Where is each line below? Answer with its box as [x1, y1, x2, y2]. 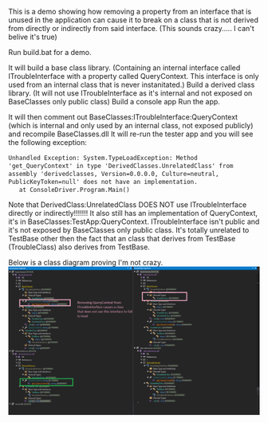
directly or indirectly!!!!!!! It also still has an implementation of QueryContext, [8, 209, 258, 217]
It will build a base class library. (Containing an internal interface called [8, 63, 241, 72]
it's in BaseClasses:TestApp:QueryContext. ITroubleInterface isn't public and [8, 217, 260, 226]
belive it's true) [8, 32, 57, 41]
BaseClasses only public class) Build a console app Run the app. [8, 97, 221, 106]
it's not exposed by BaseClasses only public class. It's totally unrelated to [8, 225, 250, 234]
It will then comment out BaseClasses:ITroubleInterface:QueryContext [8, 112, 238, 122]
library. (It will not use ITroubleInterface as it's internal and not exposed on [8, 88, 253, 98]
